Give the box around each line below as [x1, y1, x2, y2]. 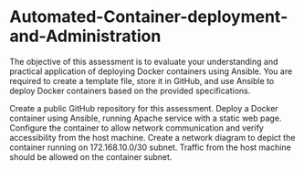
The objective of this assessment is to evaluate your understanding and [9, 56, 278, 67]
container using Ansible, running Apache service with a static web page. [9, 112, 282, 123]
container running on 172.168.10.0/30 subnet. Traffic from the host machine [9, 142, 292, 153]
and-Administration [9, 26, 162, 47]
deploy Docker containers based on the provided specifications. [9, 85, 251, 96]
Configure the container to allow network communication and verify [9, 122, 265, 133]
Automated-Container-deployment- [9, 6, 288, 27]
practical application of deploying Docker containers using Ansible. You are [9, 66, 293, 77]
